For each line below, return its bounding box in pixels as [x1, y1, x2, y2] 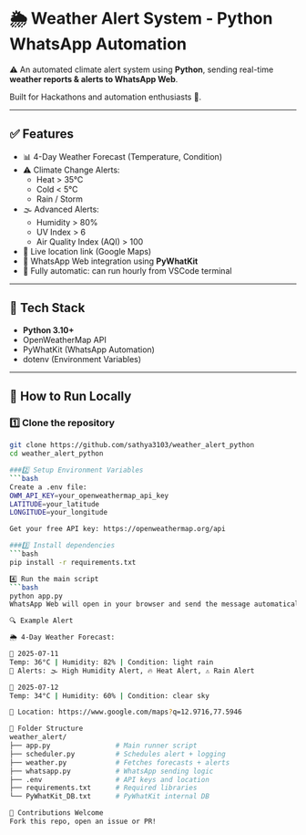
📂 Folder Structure [9, 724, 84, 734]
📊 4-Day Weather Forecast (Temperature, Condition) [22, 151, 223, 162]
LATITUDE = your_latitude [9, 499, 100, 508]
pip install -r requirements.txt [9, 558, 137, 567]
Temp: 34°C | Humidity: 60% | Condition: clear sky [9, 691, 209, 700]
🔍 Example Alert [9, 616, 74, 626]
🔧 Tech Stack [9, 300, 86, 316]
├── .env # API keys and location [9, 775, 209, 784]
